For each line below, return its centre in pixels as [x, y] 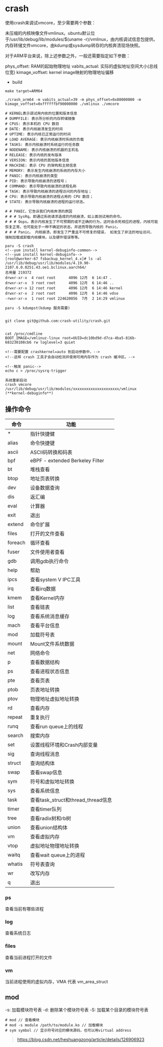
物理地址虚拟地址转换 [55, 699]
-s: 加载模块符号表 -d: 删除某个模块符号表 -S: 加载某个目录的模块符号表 [77, 1010]
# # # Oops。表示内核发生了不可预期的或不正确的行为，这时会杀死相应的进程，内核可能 [81, 222]
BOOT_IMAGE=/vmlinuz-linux [33, 338]
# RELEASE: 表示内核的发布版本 [34, 155]
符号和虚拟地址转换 [52, 782]
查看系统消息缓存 [50, 616]
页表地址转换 [45, 690]
